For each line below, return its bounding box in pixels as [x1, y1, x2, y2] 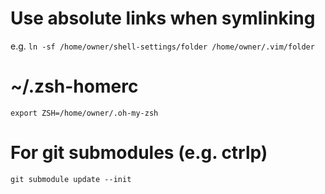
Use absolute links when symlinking [10, 7, 316, 30]
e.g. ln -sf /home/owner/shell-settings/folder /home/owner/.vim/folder [10, 40, 315, 52]
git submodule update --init [10, 174, 132, 184]
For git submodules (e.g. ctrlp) [10, 142, 268, 164]
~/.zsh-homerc [10, 75, 139, 98]
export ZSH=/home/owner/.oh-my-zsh [10, 108, 159, 118]
